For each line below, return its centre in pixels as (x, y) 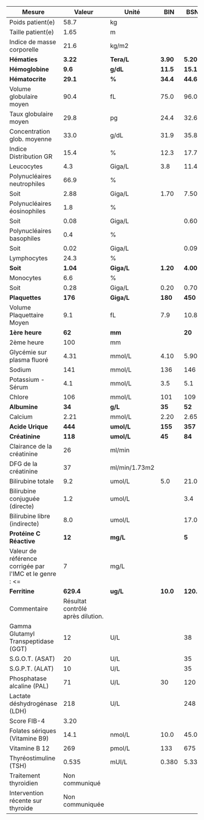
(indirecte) (24, 524)
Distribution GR (31, 156)
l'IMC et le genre (33, 574)
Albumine (24, 407)
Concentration (30, 131)
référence (23, 559)
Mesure (33, 12)
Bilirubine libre (30, 516)
